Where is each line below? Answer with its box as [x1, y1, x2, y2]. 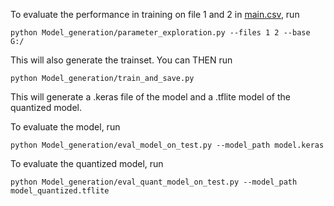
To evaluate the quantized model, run [10, 158, 164, 169]
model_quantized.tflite [10, 186, 110, 196]
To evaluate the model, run [10, 121, 121, 133]
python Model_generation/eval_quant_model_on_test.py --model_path [10, 177, 298, 187]
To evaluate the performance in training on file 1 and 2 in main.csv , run [10, 9, 300, 20]
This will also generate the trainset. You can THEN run [10, 54, 233, 66]
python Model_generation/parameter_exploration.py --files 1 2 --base [10, 28, 311, 38]
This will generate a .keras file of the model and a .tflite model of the [10, 91, 292, 103]
